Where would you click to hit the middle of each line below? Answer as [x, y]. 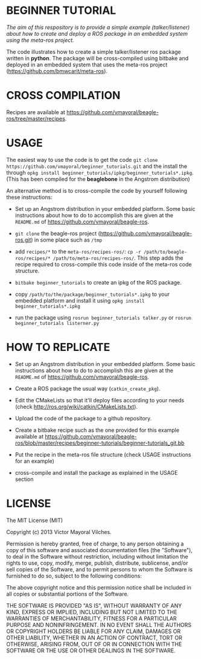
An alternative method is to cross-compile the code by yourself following [97, 190]
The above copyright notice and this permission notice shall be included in [99, 587]
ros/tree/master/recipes [36, 118]
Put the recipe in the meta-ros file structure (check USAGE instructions [103, 454]
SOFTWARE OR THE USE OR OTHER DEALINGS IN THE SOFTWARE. [91, 651]
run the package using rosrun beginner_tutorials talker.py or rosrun [103, 317]
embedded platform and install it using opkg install [80, 300]
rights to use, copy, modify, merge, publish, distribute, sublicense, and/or [97, 563]
